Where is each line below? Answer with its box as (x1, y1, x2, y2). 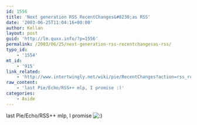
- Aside (16, 96, 35, 102)
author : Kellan (6, 25, 43, 31)
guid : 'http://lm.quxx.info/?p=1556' (6, 36, 98, 42)
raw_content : (6, 80, 38, 86)
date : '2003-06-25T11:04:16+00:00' (6, 19, 93, 25)
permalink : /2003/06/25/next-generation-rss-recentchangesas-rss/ (6, 42, 172, 48)
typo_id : (6, 47, 28, 53)
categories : (6, 90, 35, 96)
